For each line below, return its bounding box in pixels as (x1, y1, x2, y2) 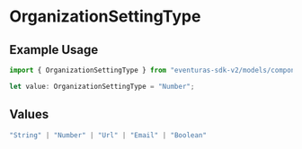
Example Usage (9, 42, 99, 57)
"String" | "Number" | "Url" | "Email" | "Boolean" (9, 130, 207, 140)
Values (9, 107, 49, 122)
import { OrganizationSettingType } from (9, 66, 167, 74)
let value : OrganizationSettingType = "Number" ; (9, 82, 195, 91)
